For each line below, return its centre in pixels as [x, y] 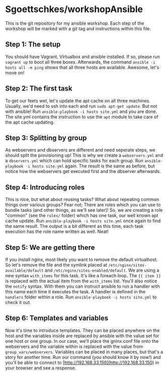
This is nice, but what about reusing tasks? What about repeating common [82, 200]
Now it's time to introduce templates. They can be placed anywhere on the [82, 330]
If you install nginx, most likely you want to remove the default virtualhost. [81, 260]
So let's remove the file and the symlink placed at [56, 265]
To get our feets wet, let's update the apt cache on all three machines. [78, 101]
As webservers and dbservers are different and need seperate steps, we [80, 150]
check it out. [18, 302]
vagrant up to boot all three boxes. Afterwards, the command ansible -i [80, 62]
